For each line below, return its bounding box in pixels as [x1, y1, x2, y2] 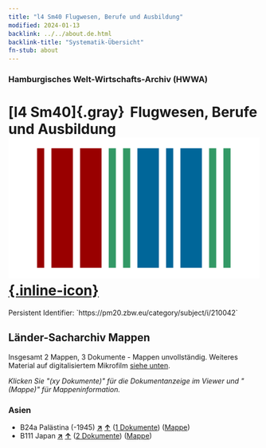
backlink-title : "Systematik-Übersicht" [8, 38, 145, 46]
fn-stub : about [8, 46, 59, 55]
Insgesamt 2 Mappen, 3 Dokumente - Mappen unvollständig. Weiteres [8, 352, 239, 362]
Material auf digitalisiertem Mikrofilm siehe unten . [8, 360, 170, 370]
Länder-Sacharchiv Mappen [8, 331, 151, 344]
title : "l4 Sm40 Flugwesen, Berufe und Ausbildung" [8, 13, 183, 21]
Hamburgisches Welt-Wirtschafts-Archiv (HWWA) [8, 74, 209, 85]
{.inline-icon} [8, 281, 100, 300]
